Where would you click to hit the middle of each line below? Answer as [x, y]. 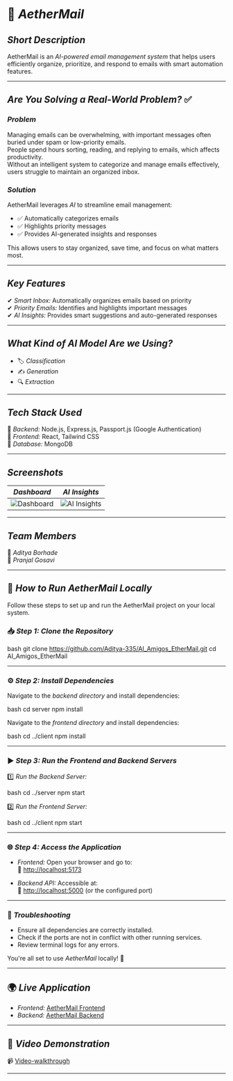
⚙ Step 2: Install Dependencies [61, 681]
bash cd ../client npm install [46, 736]
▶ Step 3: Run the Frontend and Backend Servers [92, 761]
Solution [22, 189]
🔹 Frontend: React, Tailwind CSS [53, 437]
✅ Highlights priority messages [62, 226]
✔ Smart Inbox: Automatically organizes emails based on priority [100, 300]
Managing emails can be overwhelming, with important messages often [109, 134]
